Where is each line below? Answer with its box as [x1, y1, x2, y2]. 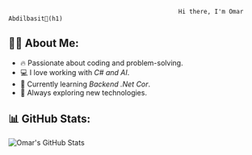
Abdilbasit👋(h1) [8, 15, 63, 23]
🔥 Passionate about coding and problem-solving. [19, 57, 183, 68]
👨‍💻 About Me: [8, 36, 79, 50]
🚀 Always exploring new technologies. [19, 87, 148, 97]
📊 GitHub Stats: [8, 112, 91, 126]
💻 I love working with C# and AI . [19, 67, 130, 77]
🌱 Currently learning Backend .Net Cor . [19, 79, 151, 89]
